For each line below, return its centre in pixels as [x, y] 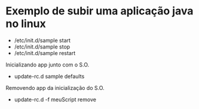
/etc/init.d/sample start [42, 40]
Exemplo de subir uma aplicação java [99, 11]
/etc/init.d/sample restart [45, 53]
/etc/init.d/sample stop [42, 47]
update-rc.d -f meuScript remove [55, 99]
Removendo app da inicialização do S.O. [55, 87]
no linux [26, 24]
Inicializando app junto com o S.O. [48, 65]
